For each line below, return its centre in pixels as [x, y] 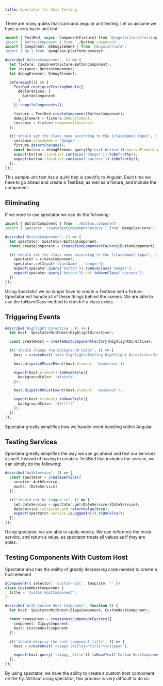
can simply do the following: [33, 464]
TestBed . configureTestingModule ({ [49, 87]
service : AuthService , [37, 482]
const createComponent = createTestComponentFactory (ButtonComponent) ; [83, 246]
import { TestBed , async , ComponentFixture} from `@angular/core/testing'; [83, 38]
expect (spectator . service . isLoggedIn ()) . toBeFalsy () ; [69, 513]
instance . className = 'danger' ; [46, 141]
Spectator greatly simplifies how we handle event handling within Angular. [79, 427]
